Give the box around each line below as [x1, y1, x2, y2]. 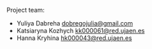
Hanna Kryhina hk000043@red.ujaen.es [16, 34, 133, 42]
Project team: [6, 6, 45, 14]
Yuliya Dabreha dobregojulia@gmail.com [16, 19, 133, 27]
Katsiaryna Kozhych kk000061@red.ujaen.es [16, 27, 145, 35]
